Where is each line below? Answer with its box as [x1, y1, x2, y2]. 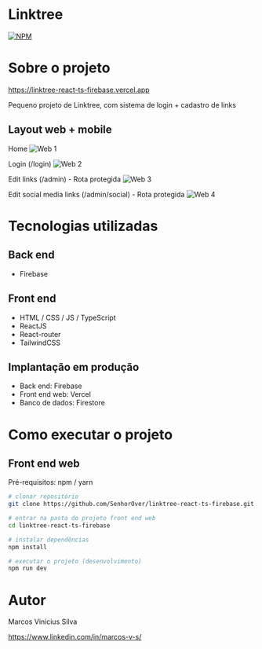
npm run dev [8, 564, 47, 573]
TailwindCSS [19, 338, 61, 347]
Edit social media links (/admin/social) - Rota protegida [8, 189, 185, 199]
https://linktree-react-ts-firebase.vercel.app [8, 85, 151, 94]
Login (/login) [8, 159, 52, 168]
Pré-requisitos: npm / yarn [8, 478, 93, 487]
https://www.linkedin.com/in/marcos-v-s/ [8, 632, 142, 642]
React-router [19, 329, 61, 339]
